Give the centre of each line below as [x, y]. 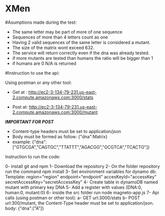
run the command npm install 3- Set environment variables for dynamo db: [81, 172]
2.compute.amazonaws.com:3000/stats [53, 97]
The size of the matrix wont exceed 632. [53, 47]
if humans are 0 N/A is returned [44, 63]
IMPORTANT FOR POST [30, 122]
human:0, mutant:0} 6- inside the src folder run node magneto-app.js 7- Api [82, 192]
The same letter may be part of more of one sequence [67, 32]
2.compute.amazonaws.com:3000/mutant [55, 112]
